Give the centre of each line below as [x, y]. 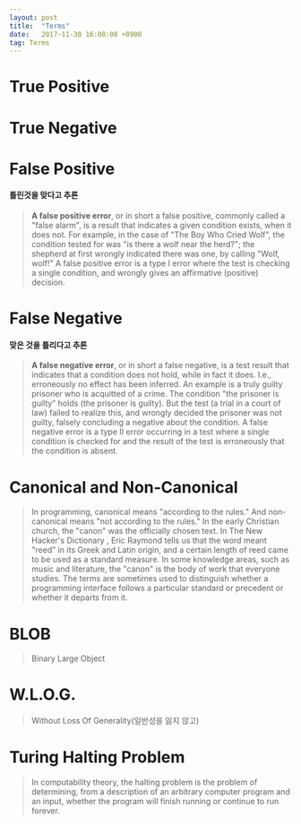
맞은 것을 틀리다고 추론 [48, 345]
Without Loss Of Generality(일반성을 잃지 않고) [115, 721]
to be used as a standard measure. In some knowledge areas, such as [160, 560]
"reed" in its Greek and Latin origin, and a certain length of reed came [160, 550]
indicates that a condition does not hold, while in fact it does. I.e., [151, 375]
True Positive [60, 87]
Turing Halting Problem [97, 757]
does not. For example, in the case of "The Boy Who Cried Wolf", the [158, 235]
